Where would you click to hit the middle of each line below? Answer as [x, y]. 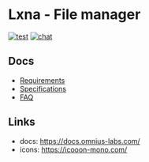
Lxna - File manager [74, 15]
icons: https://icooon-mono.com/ [73, 149]
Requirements [42, 80]
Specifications [43, 89]
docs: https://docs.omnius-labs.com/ [80, 141]
